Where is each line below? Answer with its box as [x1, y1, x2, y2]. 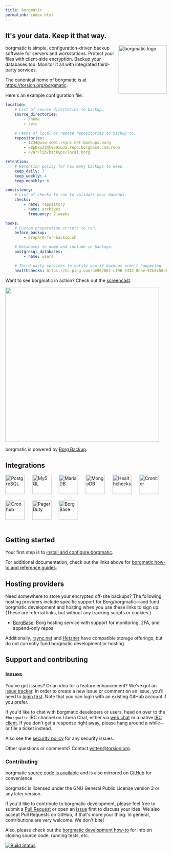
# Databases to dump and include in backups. [14, 244, 114, 250]
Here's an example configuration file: [5, 92, 83, 98]
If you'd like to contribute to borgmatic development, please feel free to [5, 801, 156, 807]
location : [5, 102, 27, 108]
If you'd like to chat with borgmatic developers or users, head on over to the [5, 708, 165, 715]
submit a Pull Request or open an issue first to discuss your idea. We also [5, 806, 160, 812]
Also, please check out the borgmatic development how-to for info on [5, 827, 152, 833]
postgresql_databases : [14, 249, 63, 255]
